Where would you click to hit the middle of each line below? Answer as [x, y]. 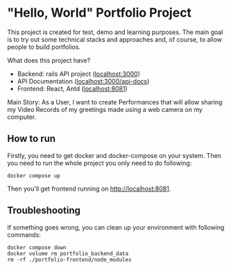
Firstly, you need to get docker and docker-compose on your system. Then [114, 155]
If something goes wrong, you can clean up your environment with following [116, 227]
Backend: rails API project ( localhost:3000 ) [78, 74]
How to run [32, 139]
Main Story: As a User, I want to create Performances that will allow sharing [115, 102]
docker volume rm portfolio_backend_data [68, 253]
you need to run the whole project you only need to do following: [100, 163]
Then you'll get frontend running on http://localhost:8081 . [89, 189]
